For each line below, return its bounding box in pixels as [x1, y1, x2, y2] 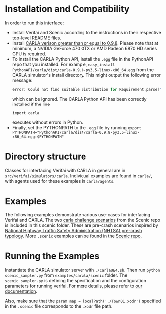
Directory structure [5, 151, 86, 162]
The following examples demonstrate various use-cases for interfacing [5, 211, 151, 217]
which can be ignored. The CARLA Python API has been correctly [12, 96, 147, 102]
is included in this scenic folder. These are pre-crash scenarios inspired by [5, 222, 158, 228]
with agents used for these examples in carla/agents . [5, 178, 115, 184]
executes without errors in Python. [12, 119, 83, 125]
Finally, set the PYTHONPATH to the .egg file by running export [12, 124, 142, 130]
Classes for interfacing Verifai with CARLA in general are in [5, 167, 126, 173]
